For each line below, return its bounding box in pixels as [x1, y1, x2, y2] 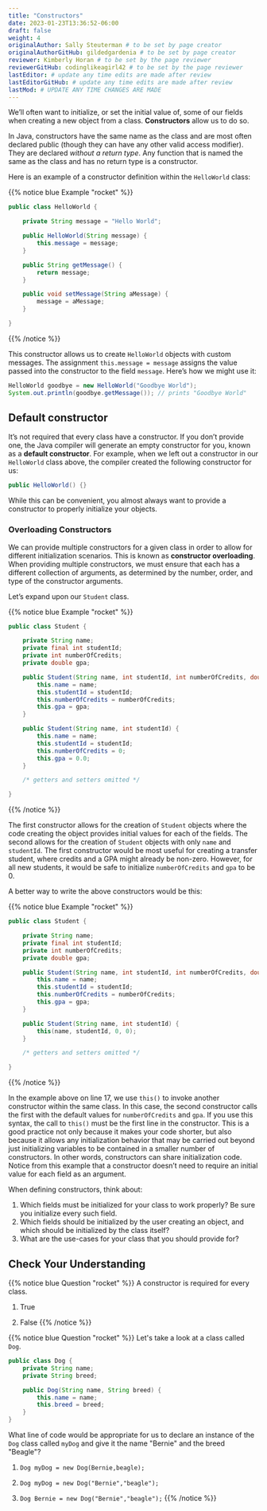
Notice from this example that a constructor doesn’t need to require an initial [8, 1161, 258, 1171]
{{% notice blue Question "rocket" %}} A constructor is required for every [8, 1278, 250, 1288]
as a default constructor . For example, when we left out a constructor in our [8, 449, 259, 459]
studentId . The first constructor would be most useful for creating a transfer [8, 846, 258, 855]
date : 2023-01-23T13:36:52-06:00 [8, 19, 119, 27]
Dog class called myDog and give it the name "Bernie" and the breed [8, 1439, 225, 1448]
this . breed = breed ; [37, 1401, 105, 1409]
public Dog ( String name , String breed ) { [22, 1386, 161, 1394]
